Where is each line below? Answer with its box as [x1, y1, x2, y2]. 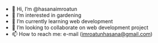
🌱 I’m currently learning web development [11, 18, 113, 24]
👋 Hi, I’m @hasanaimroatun [11, 6, 78, 12]
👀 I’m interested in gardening [11, 12, 82, 19]
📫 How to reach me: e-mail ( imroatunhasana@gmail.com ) [11, 31, 153, 37]
